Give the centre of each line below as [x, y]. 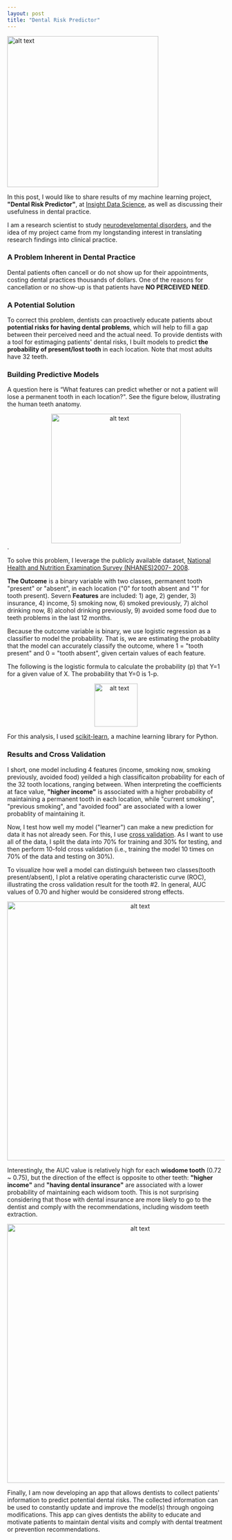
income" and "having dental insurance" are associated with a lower [105, 1184]
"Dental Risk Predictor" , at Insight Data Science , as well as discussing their [115, 204]
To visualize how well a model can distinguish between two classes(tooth [111, 869]
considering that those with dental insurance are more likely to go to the [109, 1200]
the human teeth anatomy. [44, 404]
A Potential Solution [41, 305]
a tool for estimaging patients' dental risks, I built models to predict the [108, 342]
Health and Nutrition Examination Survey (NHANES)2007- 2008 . [98, 568]
